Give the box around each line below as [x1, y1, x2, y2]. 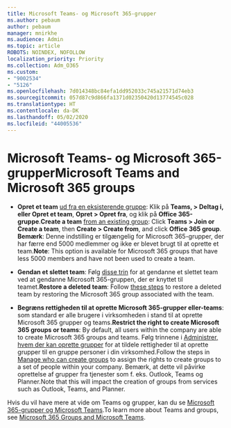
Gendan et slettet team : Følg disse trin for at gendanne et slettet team [17, 268, 219, 276]
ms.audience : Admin [7, 36, 64, 43]
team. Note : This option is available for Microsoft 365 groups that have [17, 247, 219, 255]
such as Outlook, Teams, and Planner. [17, 385, 126, 393]
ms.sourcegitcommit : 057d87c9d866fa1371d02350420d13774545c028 [7, 95, 194, 102]
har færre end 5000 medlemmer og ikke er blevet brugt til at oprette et [17, 239, 219, 248]
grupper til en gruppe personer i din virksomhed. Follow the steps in [17, 348, 210, 356]
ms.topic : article [7, 42, 60, 49]
